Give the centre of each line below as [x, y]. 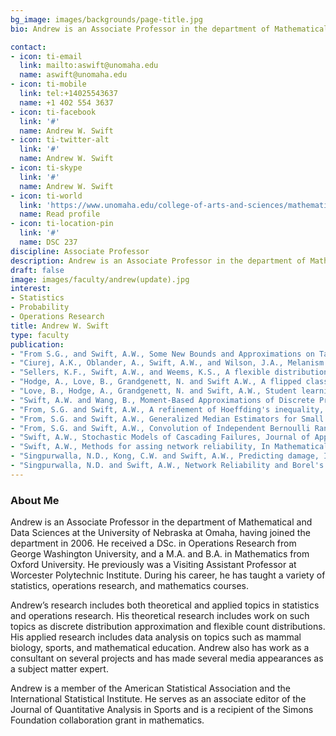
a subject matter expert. [59, 669]
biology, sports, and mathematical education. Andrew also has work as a [160, 648]
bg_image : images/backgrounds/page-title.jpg [106, 19]
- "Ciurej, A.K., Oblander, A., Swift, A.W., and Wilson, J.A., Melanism [167, 363]
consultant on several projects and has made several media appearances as [167, 658]
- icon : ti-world [46, 196]
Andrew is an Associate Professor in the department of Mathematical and [161, 522]
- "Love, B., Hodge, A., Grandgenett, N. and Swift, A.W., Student [154, 391]
